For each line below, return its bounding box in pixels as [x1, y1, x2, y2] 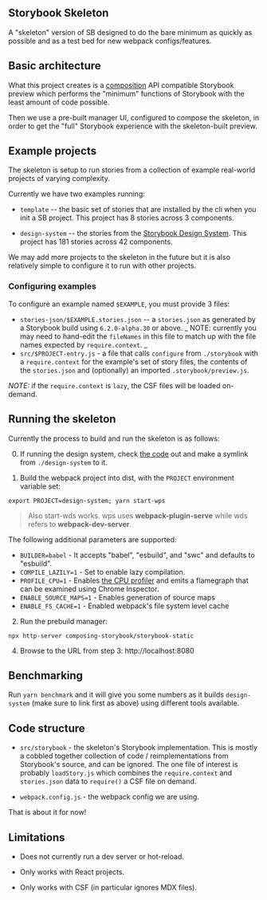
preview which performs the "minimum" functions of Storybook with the [8, 88, 245, 98]
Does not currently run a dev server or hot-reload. [19, 851, 185, 861]
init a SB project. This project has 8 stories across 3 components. [19, 213, 234, 222]
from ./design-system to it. [19, 458, 108, 467]
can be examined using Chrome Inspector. [19, 584, 159, 593]
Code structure [8, 721, 85, 735]
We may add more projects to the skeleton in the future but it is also [8, 253, 231, 262]
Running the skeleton [8, 412, 116, 426]
